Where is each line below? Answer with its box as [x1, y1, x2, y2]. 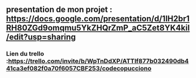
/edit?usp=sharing [6, 32, 77, 42]
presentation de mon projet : [6, 5, 113, 15]
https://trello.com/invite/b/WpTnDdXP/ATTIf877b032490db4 [8, 57, 190, 65]
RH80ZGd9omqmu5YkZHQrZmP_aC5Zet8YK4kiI [6, 23, 190, 33]
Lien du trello [6, 50, 44, 58]
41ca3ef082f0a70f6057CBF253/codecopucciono [6, 65, 152, 73]
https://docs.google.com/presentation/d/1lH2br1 [6, 14, 190, 24]
